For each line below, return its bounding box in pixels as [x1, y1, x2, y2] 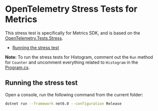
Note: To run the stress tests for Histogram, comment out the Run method [5, 54, 153, 60]
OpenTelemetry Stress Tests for [5, 3, 137, 15]
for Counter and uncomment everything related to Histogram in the [5, 59, 138, 65]
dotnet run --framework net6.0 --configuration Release [5, 101, 122, 106]
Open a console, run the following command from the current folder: [5, 91, 143, 97]
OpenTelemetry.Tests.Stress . [5, 35, 63, 41]
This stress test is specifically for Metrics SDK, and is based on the [5, 30, 140, 36]
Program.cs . [5, 65, 30, 70]
